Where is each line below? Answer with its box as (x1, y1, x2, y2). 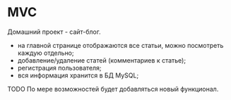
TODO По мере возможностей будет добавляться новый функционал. (7, 85, 219, 93)
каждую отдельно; (17, 49, 74, 57)
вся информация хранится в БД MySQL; (17, 71, 139, 80)
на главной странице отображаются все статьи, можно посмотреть (17, 41, 224, 49)
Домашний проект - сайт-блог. (7, 27, 101, 36)
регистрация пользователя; (17, 63, 102, 72)
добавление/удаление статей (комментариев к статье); (17, 56, 186, 64)
